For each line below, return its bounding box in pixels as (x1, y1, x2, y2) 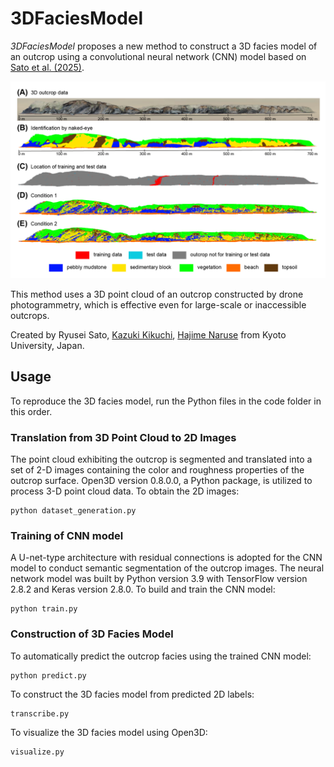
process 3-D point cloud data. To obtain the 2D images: (10, 485, 240, 497)
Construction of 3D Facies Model (10, 627, 174, 641)
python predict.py (10, 670, 87, 681)
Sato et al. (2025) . (10, 61, 85, 73)
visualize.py (10, 747, 65, 757)
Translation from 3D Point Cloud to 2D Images (10, 430, 237, 444)
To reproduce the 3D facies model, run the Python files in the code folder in (10, 395, 322, 407)
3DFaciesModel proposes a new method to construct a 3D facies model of (10, 40, 318, 52)
